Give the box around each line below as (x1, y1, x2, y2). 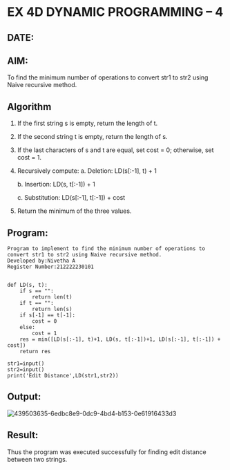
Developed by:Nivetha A (7, 257, 76, 265)
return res (19, 348, 51, 355)
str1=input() (7, 360, 45, 367)
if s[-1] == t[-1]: (19, 312, 76, 319)
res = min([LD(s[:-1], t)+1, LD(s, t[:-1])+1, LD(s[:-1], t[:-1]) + (19, 336, 221, 343)
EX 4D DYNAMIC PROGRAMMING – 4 (7, 4, 224, 20)
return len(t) (32, 294, 73, 301)
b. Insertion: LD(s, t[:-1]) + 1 (17, 180, 95, 189)
